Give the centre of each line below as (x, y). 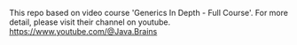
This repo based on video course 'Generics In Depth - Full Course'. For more (148, 13)
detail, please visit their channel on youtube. (90, 22)
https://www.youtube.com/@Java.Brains (83, 31)
